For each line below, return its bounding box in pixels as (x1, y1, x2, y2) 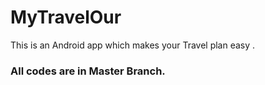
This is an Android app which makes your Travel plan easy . (10, 39, 256, 51)
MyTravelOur (10, 6, 122, 29)
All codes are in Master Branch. (10, 64, 166, 78)
